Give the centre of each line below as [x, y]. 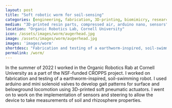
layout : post [19, 10]
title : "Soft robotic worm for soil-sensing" [55, 15]
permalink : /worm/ [25, 53]
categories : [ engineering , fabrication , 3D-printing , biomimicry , [78, 19]
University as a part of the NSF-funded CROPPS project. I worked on [78, 73]
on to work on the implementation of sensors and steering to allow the [79, 95]
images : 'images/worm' [29, 44]
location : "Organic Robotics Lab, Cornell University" [65, 29]
